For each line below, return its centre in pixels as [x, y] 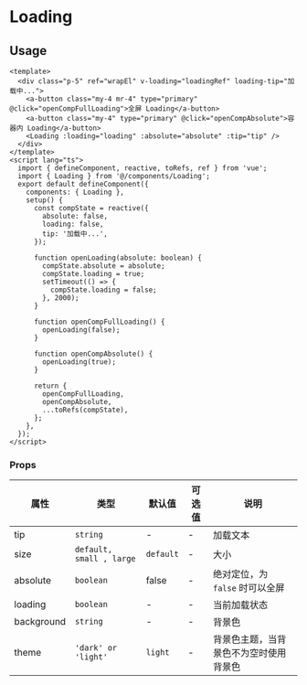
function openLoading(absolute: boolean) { [118, 258]
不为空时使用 [259, 653]
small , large [105, 559]
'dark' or [96, 648]
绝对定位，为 [241, 574]
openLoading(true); [79, 362]
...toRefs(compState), [85, 410]
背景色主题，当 [245, 639]
